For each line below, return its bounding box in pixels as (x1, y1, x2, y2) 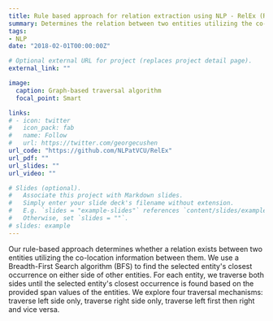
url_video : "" (8, 169, 57, 177)
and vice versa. (8, 304, 60, 314)
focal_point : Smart (15, 94, 82, 102)
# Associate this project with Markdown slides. (8, 192, 184, 200)
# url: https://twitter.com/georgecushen (8, 139, 158, 147)
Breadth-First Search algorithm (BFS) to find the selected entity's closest (8, 261, 253, 271)
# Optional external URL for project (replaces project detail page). (8, 57, 253, 65)
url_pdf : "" (8, 154, 49, 163)
